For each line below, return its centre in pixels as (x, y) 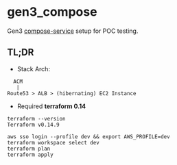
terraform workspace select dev (53, 142)
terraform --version (37, 118)
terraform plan (29, 149)
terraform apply (30, 155)
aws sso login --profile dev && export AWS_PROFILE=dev (88, 137)
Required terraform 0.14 (51, 106)
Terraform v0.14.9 (33, 125)
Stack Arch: (33, 68)
